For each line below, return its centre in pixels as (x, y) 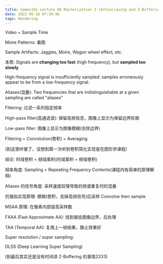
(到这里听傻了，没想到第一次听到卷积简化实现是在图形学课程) (66, 149)
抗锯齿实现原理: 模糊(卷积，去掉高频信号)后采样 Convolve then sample (75, 196)
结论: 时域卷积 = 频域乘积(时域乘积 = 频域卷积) (51, 159)
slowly (12, 68)
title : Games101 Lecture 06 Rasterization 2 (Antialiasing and (70, 9)
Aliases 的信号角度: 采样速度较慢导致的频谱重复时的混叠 (61, 186)
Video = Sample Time (27, 33)
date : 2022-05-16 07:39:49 (32, 14)
